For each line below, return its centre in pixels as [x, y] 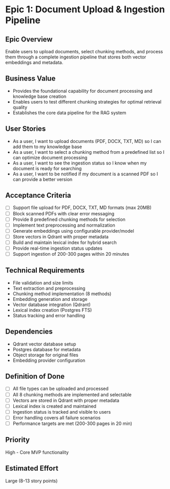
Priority [17, 440]
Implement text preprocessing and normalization [64, 225]
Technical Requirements [45, 270]
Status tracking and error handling [49, 315]
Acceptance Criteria [38, 196]
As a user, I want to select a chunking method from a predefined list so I [89, 152]
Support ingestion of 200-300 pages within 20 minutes [71, 254]
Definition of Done [35, 376]
